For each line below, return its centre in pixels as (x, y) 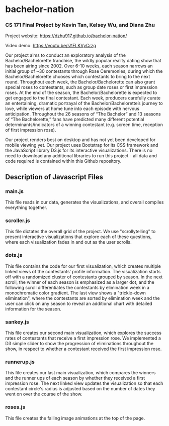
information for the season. (33, 309)
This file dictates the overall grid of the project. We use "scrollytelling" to (80, 232)
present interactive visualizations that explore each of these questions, (78, 237)
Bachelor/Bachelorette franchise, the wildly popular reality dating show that (83, 61)
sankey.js (17, 322)
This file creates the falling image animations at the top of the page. (75, 418)
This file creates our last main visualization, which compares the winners (80, 373)
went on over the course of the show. (44, 394)
